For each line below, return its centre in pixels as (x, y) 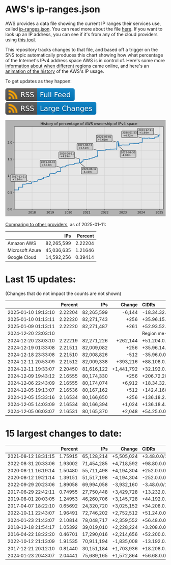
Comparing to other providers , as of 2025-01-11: (56, 225)
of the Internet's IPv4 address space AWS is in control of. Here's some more (85, 60)
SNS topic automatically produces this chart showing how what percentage (84, 55)
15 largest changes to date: (64, 433)
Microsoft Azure (24, 250)
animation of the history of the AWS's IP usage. (55, 71)
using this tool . (21, 40)
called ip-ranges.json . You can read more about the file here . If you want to (84, 29)
